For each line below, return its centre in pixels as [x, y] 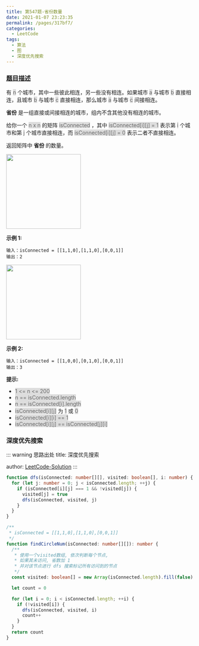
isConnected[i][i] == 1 [41, 417]
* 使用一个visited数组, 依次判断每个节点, [61, 555]
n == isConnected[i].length [48, 403]
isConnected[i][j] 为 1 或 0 [46, 411]
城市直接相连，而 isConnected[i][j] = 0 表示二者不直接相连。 [105, 133]
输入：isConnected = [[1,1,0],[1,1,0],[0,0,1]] [65, 250]
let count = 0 [29, 588]
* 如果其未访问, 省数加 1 [42, 561]
